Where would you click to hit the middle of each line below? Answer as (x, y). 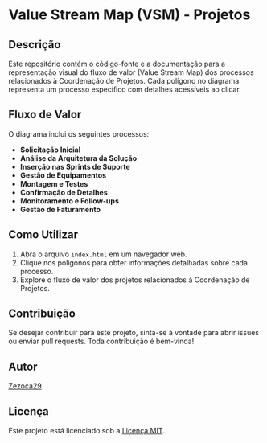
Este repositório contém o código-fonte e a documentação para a (117, 64)
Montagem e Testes (54, 183)
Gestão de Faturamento (60, 209)
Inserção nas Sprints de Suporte (75, 166)
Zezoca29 (25, 386)
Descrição (35, 45)
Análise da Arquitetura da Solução (78, 158)
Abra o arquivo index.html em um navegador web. (103, 254)
